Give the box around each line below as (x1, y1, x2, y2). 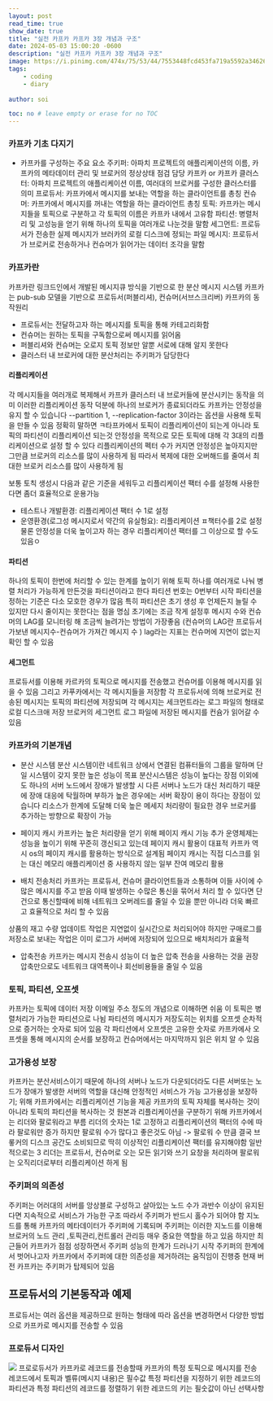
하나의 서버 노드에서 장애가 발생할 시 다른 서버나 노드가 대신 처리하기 (28, 780, 246, 790)
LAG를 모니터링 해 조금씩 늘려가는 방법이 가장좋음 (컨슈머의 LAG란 (23, 617, 234, 626)
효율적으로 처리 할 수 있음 (28, 906, 110, 916)
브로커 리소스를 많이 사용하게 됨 (23, 460, 123, 470)
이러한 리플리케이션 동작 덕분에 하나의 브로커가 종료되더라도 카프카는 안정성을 (16, 399, 262, 409)
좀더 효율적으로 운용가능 (23, 488, 100, 498)
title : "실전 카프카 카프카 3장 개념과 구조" (8, 34, 141, 43)
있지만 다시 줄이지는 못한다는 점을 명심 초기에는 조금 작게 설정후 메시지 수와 (8, 607, 247, 617)
